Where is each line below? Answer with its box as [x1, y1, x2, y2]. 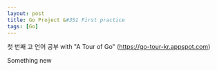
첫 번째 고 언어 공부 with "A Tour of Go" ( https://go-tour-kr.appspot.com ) [7, 43, 211, 51]
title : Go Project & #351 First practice [7, 17, 126, 23]
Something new [7, 57, 52, 65]
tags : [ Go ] [7, 23, 39, 30]
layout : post [7, 10, 45, 17]
